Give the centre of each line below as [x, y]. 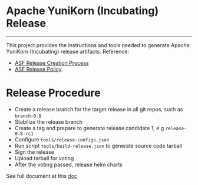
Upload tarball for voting [44, 158]
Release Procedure [54, 93]
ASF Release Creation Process [52, 62]
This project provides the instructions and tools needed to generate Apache [98, 45]
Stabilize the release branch [49, 121]
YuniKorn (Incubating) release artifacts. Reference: [68, 51]
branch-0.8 [28, 116]
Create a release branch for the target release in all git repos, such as [99, 109]
